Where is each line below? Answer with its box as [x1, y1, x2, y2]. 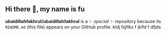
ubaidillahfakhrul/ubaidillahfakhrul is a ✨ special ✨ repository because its [5, 18, 161, 24]
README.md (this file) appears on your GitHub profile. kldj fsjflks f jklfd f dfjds [5, 23, 161, 30]
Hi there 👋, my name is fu [5, 5, 85, 13]
